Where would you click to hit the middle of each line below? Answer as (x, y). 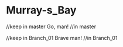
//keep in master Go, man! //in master (51, 26)
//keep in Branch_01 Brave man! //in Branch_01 (62, 38)
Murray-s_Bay (41, 10)
